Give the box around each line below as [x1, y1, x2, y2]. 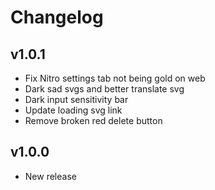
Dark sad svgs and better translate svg [24, 83, 185, 95]
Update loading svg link [24, 104, 123, 116]
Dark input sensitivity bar [24, 94, 129, 105]
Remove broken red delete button [24, 115, 163, 126]
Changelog [10, 6, 104, 29]
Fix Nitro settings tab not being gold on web [24, 72, 206, 84]
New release [24, 170, 77, 182]
